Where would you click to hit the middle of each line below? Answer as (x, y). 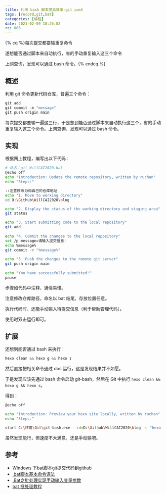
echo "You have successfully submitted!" (48, 273)
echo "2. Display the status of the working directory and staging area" (83, 209)
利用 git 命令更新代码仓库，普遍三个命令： (48, 94)
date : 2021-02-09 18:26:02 (33, 24)
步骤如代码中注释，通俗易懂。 (35, 288)
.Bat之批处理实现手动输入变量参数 (47, 480)
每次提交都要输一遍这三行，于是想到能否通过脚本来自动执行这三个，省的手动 (83, 122)
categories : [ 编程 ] (24, 19)
